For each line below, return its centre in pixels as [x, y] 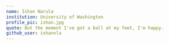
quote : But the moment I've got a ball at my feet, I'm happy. [85, 28]
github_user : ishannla [34, 33]
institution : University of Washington [55, 17]
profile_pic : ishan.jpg [35, 22]
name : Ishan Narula [30, 11]
